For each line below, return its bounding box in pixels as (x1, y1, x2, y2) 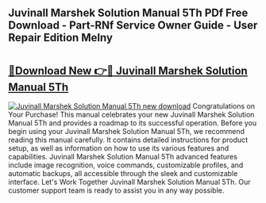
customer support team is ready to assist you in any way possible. (8, 186, 225, 195)
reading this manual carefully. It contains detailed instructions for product (8, 135, 249, 144)
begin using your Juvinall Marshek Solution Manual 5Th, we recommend (8, 127, 245, 136)
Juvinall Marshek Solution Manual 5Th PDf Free (8, 6, 249, 20)
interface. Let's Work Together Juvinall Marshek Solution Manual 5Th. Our (8, 178, 252, 186)
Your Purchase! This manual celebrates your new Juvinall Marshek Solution (8, 110, 255, 119)
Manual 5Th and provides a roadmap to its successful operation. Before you (8, 118, 257, 128)
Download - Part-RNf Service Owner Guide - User (8, 19, 258, 33)
